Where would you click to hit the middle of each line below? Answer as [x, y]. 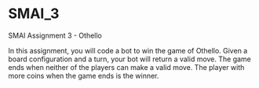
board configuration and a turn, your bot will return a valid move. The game [129, 59]
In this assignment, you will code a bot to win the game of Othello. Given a [128, 50]
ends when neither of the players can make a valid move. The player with [126, 67]
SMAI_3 [34, 14]
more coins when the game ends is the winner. [84, 75]
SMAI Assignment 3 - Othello [55, 35]
